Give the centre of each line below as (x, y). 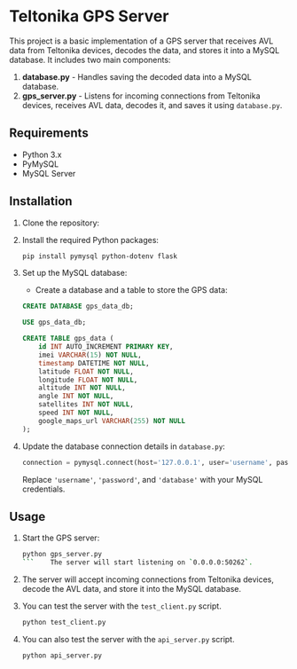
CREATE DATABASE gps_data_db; (78, 307)
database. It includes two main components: (90, 59)
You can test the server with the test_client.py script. (121, 606)
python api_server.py (62, 656)
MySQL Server (49, 173)
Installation (41, 201)
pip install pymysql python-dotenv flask (99, 256)
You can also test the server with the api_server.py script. (128, 639)
